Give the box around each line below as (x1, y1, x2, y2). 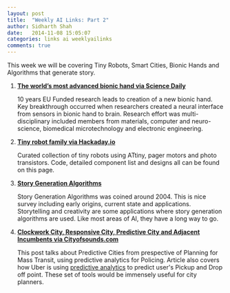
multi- (181, 110, 199, 118)
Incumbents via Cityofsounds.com (17, 235, 119, 243)
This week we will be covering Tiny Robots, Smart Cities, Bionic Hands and (7, 61, 220, 69)
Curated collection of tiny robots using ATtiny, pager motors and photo (17, 151, 217, 159)
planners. (17, 278, 45, 286)
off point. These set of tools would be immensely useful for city (17, 270, 198, 279)
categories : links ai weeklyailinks (7, 36, 112, 43)
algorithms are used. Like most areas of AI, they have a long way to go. (17, 214, 219, 223)
